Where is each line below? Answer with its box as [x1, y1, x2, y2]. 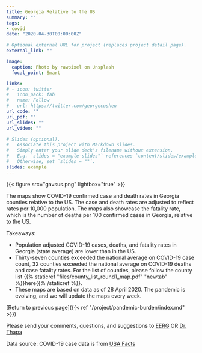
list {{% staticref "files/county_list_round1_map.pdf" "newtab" [14, 273, 168, 280]
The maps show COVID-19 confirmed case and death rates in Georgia [6, 192, 179, 199]
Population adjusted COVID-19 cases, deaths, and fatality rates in [14, 241, 177, 248]
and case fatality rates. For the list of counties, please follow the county [14, 266, 192, 274]
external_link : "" [6, 48, 52, 54]
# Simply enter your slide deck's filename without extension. [6, 147, 173, 153]
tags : [6, 20, 20, 26]
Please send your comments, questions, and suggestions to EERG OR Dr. [6, 322, 187, 329]
